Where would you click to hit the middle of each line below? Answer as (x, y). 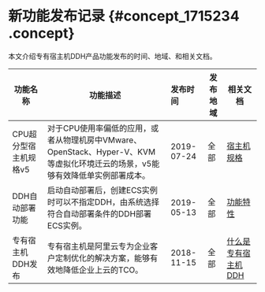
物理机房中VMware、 (102, 140)
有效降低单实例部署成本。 (103, 176)
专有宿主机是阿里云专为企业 (99, 246)
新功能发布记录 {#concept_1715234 (124, 16)
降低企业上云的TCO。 (103, 270)
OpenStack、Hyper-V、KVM (101, 152)
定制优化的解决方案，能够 (103, 258)
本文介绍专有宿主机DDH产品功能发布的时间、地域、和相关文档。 (112, 56)
